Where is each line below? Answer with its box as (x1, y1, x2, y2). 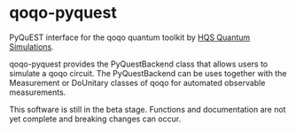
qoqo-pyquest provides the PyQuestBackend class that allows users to (9, 59, 269, 69)
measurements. (9, 87, 66, 98)
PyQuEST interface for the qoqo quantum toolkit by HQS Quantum (9, 32, 251, 43)
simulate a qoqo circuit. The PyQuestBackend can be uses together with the (9, 67, 287, 78)
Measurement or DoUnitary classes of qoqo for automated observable (9, 77, 266, 88)
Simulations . (9, 41, 55, 51)
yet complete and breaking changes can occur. (9, 113, 182, 124)
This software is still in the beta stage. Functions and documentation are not (9, 104, 286, 114)
